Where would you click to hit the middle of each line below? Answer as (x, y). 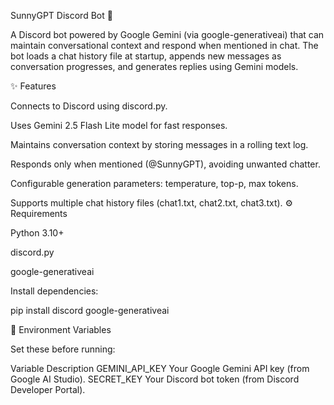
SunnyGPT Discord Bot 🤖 (61, 15)
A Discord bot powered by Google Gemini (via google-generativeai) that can (167, 34)
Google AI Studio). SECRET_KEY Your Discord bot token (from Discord (155, 379)
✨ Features (33, 86)
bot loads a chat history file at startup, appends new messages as (146, 56)
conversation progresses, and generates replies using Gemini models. (154, 66)
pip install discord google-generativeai (90, 310)
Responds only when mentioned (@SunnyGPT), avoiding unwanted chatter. (165, 164)
